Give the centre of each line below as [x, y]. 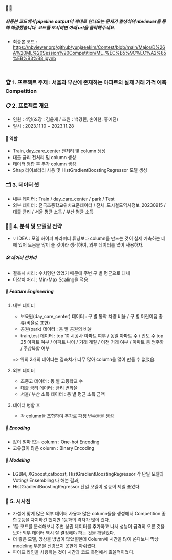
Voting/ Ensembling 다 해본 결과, [46, 480]
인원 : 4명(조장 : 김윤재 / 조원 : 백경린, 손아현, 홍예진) [66, 119]
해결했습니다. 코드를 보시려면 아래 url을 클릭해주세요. [63, 27]
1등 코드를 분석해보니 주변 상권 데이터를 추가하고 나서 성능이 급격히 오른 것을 [89, 527]
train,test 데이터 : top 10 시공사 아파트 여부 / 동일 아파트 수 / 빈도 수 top [92, 335]
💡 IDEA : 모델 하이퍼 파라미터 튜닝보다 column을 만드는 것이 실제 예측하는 [86, 238]
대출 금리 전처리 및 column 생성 [44, 157]
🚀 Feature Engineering [29, 292]
